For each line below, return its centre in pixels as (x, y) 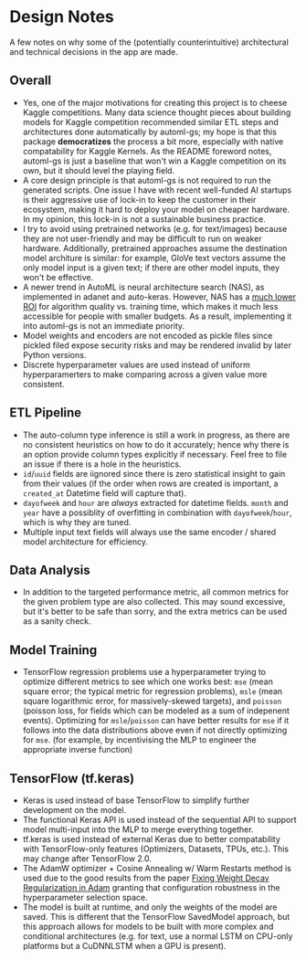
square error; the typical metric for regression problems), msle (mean (153, 691)
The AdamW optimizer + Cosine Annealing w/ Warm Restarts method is (157, 868)
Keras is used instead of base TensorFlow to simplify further (136, 800)
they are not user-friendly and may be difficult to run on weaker (142, 238)
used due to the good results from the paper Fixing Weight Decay (146, 878)
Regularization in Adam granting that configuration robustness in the (151, 887)
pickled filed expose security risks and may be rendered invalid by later (157, 345)
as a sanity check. (57, 621)
